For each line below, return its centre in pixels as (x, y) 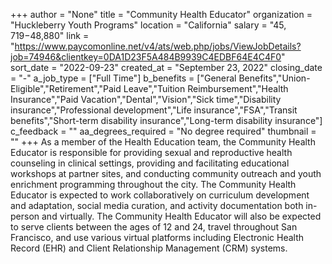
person (25, 216)
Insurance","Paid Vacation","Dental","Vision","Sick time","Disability (146, 99)
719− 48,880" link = (50, 35)
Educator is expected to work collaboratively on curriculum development (160, 195)
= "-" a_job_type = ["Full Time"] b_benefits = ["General (123, 78)
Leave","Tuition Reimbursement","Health (206, 88)
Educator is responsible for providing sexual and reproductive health (151, 152)
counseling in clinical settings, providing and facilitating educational (150, 163)
